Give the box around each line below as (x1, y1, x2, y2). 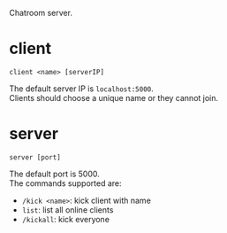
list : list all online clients (21, 204, 114, 215)
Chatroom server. (9, 8, 73, 18)
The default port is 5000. (9, 168, 100, 179)
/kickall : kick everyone (21, 214, 110, 224)
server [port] (9, 152, 62, 162)
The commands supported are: (9, 177, 122, 189)
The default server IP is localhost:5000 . (9, 83, 155, 94)
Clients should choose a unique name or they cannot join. (9, 92, 219, 103)
